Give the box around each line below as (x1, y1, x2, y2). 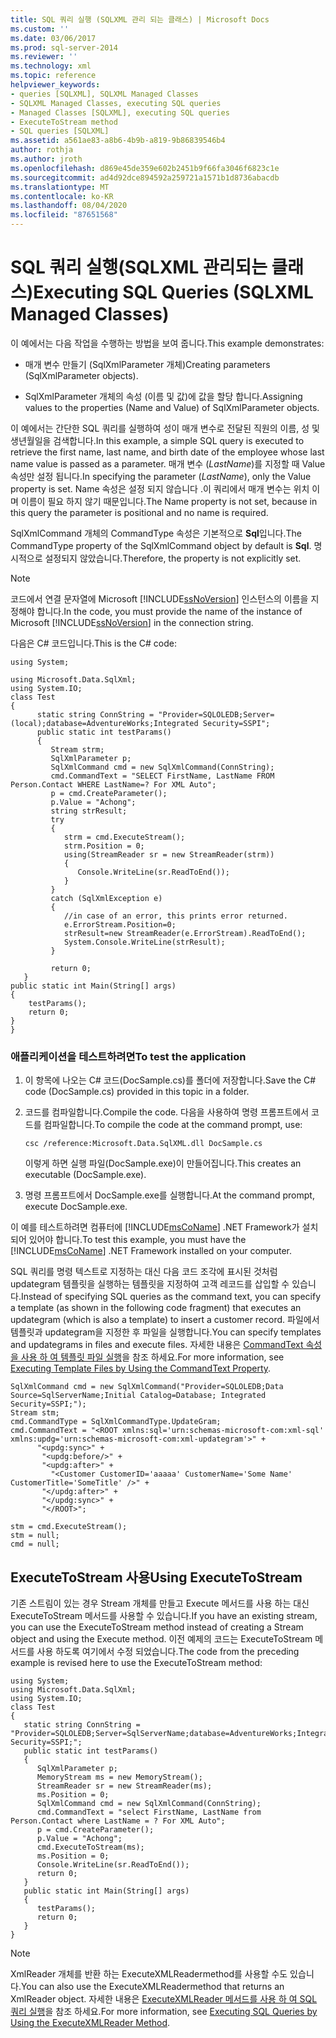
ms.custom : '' (10, 24, 70, 34)
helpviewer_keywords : (10, 80, 101, 90)
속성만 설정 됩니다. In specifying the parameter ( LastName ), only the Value (10, 470, 312, 482)
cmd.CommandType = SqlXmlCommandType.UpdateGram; (10, 1417, 222, 1427)
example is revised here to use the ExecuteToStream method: (10, 1657, 263, 1669)
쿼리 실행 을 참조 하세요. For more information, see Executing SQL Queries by (10, 2006, 318, 2018)
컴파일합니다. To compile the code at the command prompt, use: (43, 1119, 303, 1131)
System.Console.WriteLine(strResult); (63, 937, 226, 947)
